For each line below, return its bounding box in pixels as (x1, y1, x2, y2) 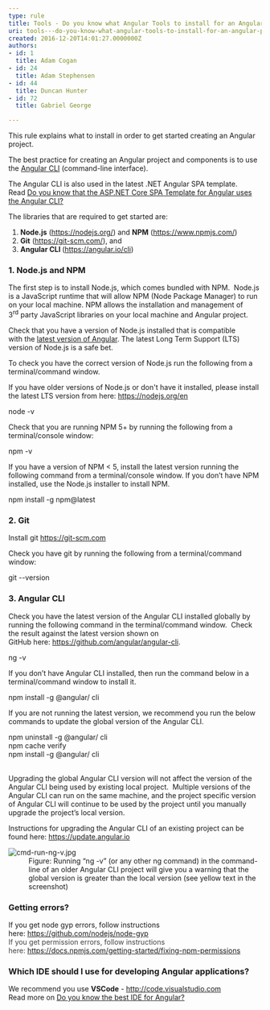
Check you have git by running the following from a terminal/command (8, 548, 243, 558)
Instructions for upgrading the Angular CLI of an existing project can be (8, 823, 244, 833)
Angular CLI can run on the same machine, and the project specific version (8, 790, 256, 800)
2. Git (8, 515, 30, 526)
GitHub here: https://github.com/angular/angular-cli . (8, 637, 181, 647)
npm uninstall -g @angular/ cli (8, 732, 108, 742)
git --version (8, 573, 50, 582)
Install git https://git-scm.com (8, 533, 106, 543)
